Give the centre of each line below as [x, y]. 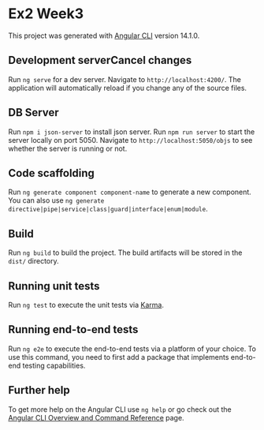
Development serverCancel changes [100, 60]
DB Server [33, 112]
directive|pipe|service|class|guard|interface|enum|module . [108, 209]
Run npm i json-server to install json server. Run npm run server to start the [132, 132]
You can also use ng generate [56, 200]
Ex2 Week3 [46, 14]
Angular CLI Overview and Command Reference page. [96, 417]
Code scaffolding [51, 173]
